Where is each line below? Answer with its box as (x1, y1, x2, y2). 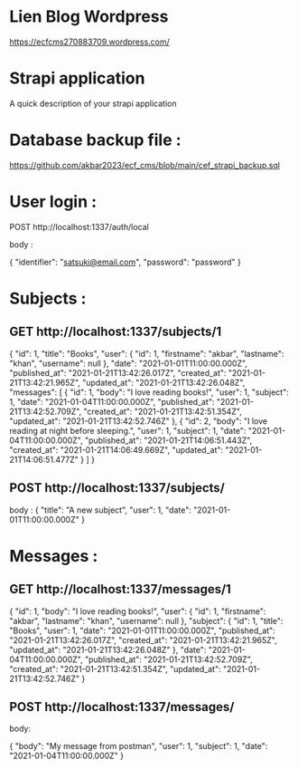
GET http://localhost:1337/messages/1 (9, 582, 232, 597)
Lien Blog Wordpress (9, 6, 169, 27)
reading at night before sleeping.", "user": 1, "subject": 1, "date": (9, 425, 247, 436)
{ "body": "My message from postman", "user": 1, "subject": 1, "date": (9, 741, 268, 752)
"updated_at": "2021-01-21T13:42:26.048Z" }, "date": (9, 644, 207, 655)
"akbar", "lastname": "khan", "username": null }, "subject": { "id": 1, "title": (9, 615, 284, 626)
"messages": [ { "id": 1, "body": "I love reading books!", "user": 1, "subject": (9, 387, 289, 398)
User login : (9, 192, 98, 212)
